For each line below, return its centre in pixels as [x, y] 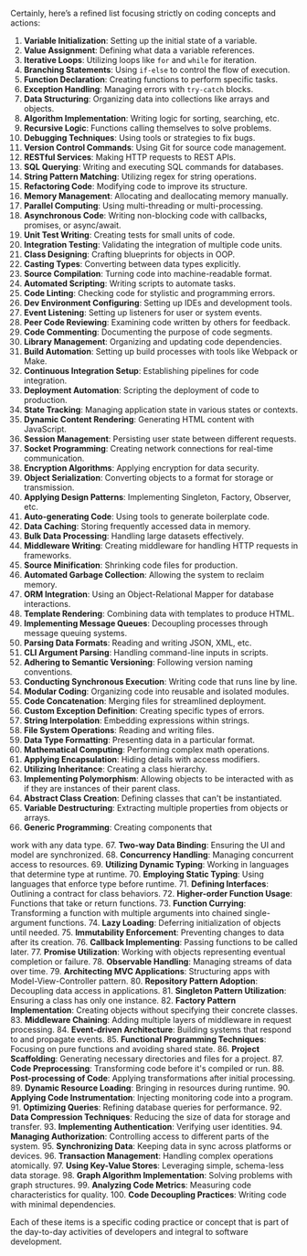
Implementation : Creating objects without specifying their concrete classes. [154, 1010]
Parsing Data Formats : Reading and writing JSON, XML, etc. [138, 643]
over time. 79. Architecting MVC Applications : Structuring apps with [140, 971]
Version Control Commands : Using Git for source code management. [155, 147]
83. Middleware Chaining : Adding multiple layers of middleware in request [151, 1020]
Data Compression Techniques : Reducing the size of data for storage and [150, 1117]
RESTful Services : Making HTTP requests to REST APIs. [130, 157]
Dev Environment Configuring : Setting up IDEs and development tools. [158, 303]
